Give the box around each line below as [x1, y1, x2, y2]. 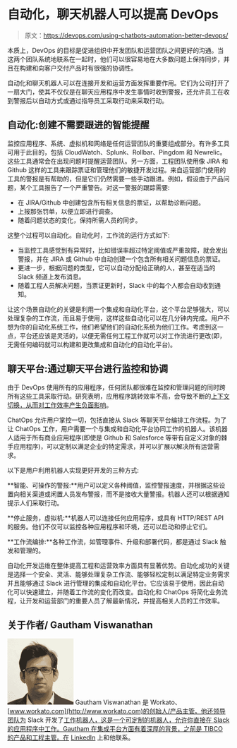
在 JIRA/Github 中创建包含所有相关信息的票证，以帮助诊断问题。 [17, 198, 205, 207]
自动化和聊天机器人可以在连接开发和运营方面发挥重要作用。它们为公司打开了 [7, 78, 230, 87]
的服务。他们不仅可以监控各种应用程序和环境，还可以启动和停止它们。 [7, 522, 212, 531]
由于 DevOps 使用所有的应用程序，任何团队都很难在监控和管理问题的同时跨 [7, 382, 226, 392]
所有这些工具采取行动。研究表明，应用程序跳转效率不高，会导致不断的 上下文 [7, 392, 230, 400]
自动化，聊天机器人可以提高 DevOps [7, 6, 219, 23]
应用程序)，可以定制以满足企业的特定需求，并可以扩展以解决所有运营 [13, 442, 214, 450]
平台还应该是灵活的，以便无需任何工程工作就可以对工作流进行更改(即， [19, 331, 226, 339]
